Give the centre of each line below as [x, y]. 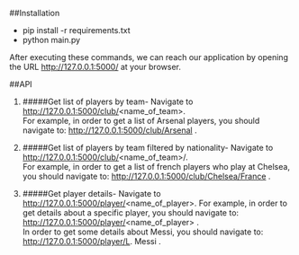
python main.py [51, 40]
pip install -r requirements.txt [76, 30]
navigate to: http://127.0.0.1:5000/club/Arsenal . [109, 130]
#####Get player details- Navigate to [91, 193]
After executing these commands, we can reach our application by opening [149, 57]
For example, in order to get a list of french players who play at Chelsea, [156, 167]
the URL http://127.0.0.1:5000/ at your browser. [95, 67]
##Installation [35, 13]
